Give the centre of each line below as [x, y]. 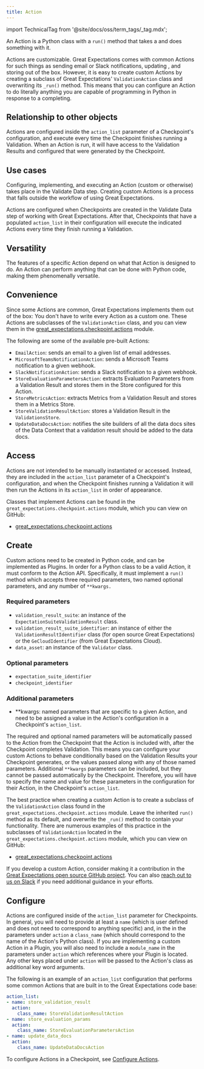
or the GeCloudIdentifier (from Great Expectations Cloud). [88, 641]
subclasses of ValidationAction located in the [64, 832]
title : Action [24, 12]
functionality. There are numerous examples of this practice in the [89, 826]
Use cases [26, 170]
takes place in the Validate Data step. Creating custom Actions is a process [100, 192]
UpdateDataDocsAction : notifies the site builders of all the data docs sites [105, 423]
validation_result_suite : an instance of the [70, 615]
